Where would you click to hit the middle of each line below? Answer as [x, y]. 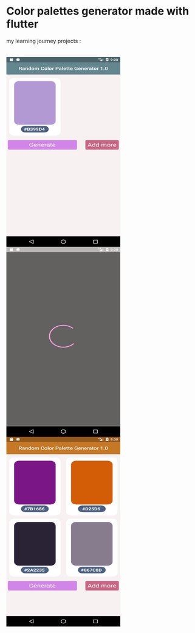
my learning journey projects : [44, 41]
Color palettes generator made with [98, 11]
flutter [22, 24]
